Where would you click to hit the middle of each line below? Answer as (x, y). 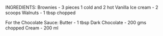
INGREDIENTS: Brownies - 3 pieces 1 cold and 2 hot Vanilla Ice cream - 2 (82, 7)
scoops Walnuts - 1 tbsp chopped (40, 13)
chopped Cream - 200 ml (32, 28)
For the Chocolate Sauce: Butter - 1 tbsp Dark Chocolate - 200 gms (76, 23)
